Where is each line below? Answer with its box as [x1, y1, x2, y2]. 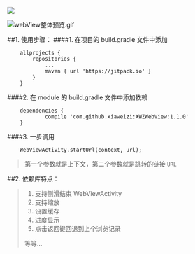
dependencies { [20, 107, 64, 114]
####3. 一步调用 [7, 133, 55, 141]
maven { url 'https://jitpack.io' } [44, 68, 152, 75]
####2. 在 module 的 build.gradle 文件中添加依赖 [7, 93, 148, 101]
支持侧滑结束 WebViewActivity [34, 190, 122, 197]
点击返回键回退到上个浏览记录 [34, 225, 121, 232]
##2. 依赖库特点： [7, 175, 59, 183]
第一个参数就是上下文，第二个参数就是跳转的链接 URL [24, 160, 177, 168]
